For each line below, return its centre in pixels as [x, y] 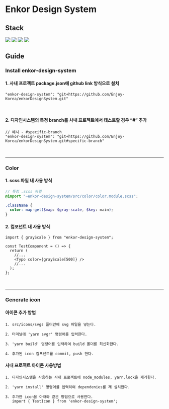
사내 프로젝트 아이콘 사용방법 [33, 365]
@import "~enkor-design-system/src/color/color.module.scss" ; [72, 196]
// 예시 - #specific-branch [33, 132]
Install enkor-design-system [41, 70]
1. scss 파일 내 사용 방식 [29, 181]
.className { [19, 205]
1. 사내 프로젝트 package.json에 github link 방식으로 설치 [62, 83]
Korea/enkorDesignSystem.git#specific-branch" [55, 141]
